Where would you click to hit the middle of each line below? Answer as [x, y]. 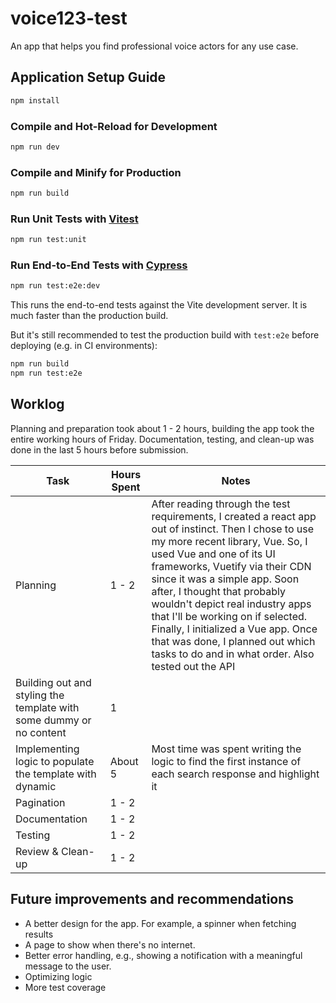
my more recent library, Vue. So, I [229, 541]
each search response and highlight [235, 774]
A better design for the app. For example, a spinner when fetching [160, 923]
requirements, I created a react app [234, 516]
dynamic [36, 786]
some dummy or [53, 720]
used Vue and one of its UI [213, 554]
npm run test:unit [48, 240]
